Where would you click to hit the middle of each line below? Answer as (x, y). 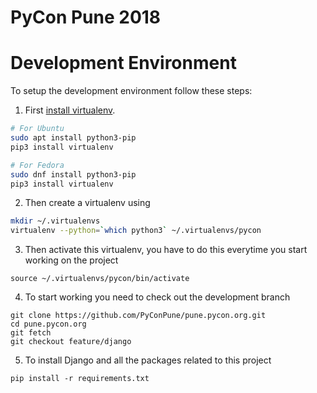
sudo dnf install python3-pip (73, 174)
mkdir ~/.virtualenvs (55, 221)
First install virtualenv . (70, 110)
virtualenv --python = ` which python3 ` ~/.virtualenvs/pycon (136, 231)
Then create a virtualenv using (87, 203)
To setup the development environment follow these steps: (131, 91)
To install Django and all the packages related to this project (148, 360)
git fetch (31, 333)
